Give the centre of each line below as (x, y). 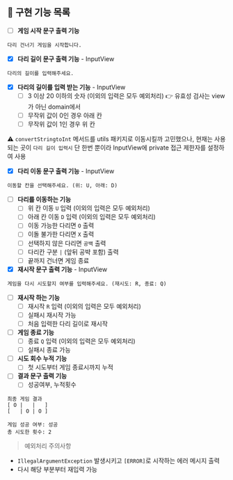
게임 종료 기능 (35, 332)
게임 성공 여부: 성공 (33, 425)
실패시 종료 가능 (49, 350)
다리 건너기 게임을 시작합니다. (45, 45)
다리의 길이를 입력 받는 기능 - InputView (71, 87)
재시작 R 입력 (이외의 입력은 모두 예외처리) (84, 306)
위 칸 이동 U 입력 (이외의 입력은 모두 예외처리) (89, 208)
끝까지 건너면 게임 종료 (58, 260)
